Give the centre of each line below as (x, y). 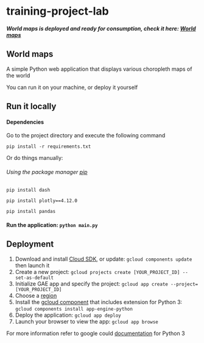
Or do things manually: (35, 158)
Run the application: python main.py (52, 225)
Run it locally (31, 106)
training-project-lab (58, 11)
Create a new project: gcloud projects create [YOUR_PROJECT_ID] (97, 272)
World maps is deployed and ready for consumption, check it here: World (101, 28)
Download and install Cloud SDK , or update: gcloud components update (104, 259)
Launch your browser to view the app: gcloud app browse (86, 321)
